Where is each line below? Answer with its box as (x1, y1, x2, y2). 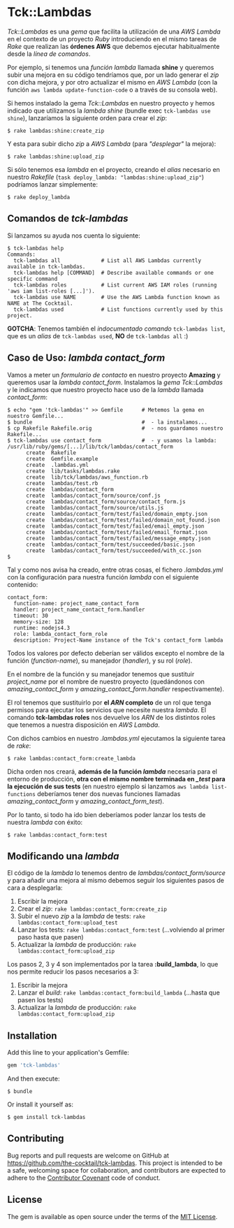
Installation (7, 1030, 57, 1041)
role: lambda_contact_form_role (13, 630, 108, 637)
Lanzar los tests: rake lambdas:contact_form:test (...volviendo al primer (17, 925, 225, 934)
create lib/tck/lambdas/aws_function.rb (25, 473, 149, 481)
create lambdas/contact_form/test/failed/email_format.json (25, 528, 208, 535)
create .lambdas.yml (25, 461, 89, 468)
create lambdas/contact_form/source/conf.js (25, 492, 161, 499)
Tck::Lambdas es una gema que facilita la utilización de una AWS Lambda (7, 27, 221, 36)
